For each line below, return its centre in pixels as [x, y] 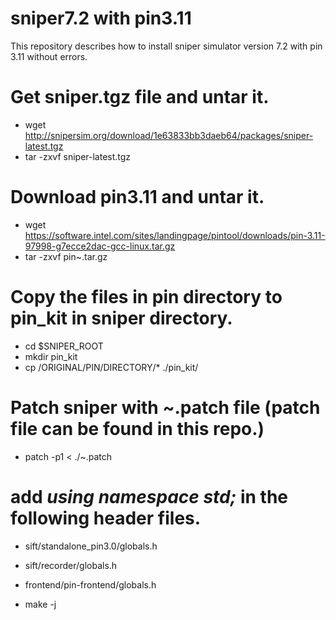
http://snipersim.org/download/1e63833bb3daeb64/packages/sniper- [169, 135]
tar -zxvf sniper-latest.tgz [78, 156]
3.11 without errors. [49, 56]
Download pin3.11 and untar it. [137, 197]
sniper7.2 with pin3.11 [101, 18]
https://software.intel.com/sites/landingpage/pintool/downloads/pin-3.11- [175, 235]
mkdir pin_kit [51, 356]
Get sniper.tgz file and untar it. [140, 97]
